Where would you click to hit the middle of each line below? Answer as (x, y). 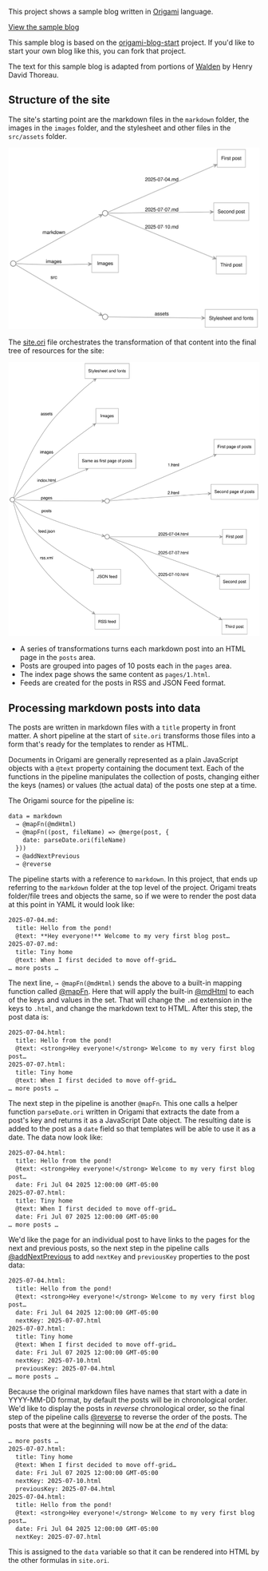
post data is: (29, 1017)
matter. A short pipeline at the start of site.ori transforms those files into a (132, 736)
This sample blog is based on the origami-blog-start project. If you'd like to (132, 42)
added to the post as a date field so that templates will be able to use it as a (132, 1129)
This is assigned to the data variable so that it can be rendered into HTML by (134, 1552)
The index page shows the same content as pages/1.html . (115, 674)
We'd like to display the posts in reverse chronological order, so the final (126, 1408)
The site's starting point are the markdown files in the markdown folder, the (129, 119)
